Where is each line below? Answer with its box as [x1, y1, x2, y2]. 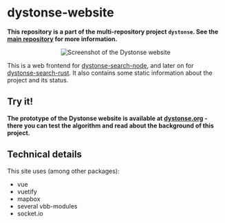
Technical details [7, 149, 83, 161]
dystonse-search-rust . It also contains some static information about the [7, 69, 213, 77]
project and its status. [7, 75, 69, 84]
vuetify [17, 187, 38, 196]
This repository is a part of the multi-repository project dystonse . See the [7, 27, 219, 36]
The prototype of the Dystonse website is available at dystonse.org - [7, 114, 208, 122]
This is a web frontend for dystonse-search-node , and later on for [7, 61, 194, 69]
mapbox [17, 194, 41, 203]
